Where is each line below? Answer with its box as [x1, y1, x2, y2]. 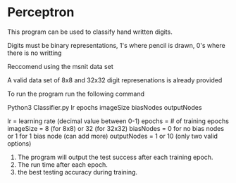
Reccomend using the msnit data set [7, 62, 114, 70]
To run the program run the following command [7, 89, 144, 98]
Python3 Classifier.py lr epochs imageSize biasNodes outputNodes [7, 103, 202, 111]
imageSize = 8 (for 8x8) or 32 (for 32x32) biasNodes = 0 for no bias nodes [7, 124, 224, 132]
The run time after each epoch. [17, 160, 108, 169]
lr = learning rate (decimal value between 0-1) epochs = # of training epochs [7, 117, 229, 125]
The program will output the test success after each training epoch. [17, 153, 213, 161]
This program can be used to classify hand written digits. [7, 27, 173, 36]
